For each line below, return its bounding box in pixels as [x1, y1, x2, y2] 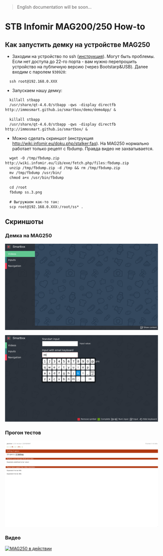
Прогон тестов [5, 429, 41, 436]
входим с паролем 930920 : [12, 69, 66, 75]
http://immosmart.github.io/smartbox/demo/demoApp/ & [5, 107, 116, 112]
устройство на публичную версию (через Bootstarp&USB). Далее [12, 64, 148, 70]
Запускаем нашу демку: [12, 88, 63, 93]
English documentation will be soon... [16, 4, 92, 10]
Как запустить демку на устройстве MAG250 [5, 40, 150, 49]
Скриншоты [5, 218, 44, 226]
